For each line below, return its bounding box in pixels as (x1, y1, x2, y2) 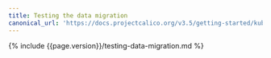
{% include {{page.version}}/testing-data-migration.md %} (8, 41, 204, 50)
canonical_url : (8, 19, 60, 27)
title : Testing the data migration (8, 11, 128, 20)
